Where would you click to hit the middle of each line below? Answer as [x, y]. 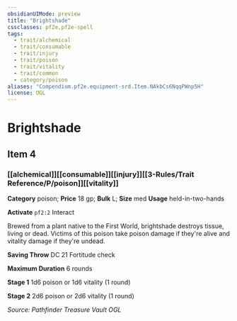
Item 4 [22, 154]
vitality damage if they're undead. [56, 241]
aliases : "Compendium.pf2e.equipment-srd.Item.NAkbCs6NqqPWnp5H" [105, 86]
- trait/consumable [42, 47]
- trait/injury [36, 54]
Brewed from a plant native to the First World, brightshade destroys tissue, [116, 226]
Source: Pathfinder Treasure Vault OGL [64, 310]
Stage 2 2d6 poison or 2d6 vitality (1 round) [71, 296]
